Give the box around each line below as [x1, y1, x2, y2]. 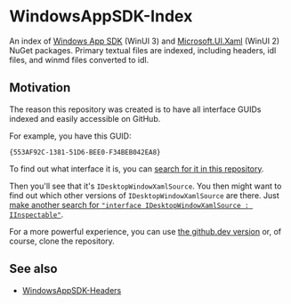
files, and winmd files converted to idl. [9, 54, 150, 65]
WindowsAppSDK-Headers [21, 284, 122, 295]
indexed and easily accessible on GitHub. [9, 113, 161, 124]
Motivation [9, 80, 71, 95]
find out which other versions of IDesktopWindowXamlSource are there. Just [9, 189, 280, 201]
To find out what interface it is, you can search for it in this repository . [9, 163, 264, 174]
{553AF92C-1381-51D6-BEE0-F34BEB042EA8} [9, 148, 162, 156]
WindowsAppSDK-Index [9, 6, 193, 27]
